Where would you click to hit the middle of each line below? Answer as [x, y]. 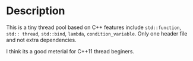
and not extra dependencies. [41, 40]
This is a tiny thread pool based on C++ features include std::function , [94, 27]
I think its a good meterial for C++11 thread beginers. [70, 51]
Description [36, 11]
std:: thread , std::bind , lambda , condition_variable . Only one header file [97, 33]
